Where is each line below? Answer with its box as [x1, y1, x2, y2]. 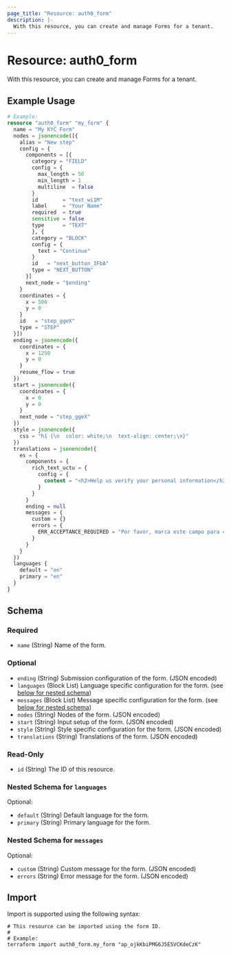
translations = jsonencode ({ [13, 445, 97, 452]
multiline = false [37, 183, 94, 190]
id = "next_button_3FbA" [32, 260, 109, 267]
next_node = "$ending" [25, 279, 91, 286]
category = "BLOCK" [32, 234, 88, 241]
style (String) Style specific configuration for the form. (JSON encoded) [16, 725, 222, 733]
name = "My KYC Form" [13, 126, 76, 133]
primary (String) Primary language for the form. [16, 818, 151, 827]
